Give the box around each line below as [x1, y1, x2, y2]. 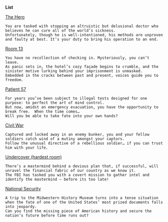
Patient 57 [5, 86, 26, 92]
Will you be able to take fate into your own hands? [5, 114, 118, 119]
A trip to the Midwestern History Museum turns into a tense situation [5, 195, 158, 200]
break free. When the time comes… [5, 109, 80, 114]
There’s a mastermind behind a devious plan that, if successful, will [5, 164, 158, 169]
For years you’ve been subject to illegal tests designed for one [5, 96, 147, 101]
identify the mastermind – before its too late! [5, 177, 109, 182]
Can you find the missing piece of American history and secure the [5, 208, 152, 213]
